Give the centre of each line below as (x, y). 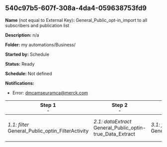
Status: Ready (20, 64)
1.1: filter (18, 125)
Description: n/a (22, 35)
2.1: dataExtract (113, 121)
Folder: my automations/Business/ (41, 45)
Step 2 (120, 105)
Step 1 (48, 105)
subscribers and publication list (37, 25)
